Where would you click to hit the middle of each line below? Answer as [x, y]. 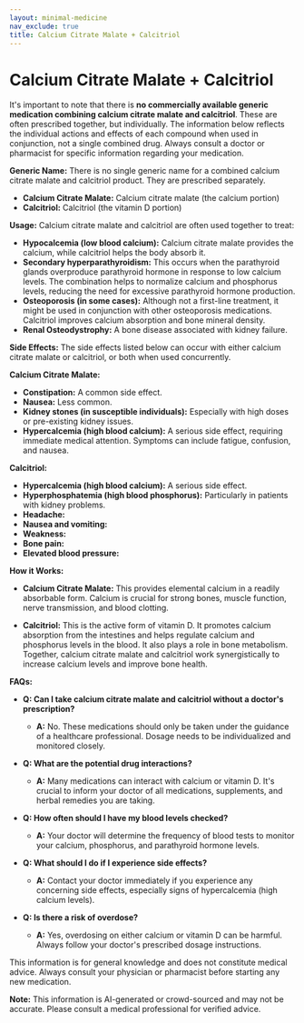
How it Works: [37, 571]
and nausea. [46, 450]
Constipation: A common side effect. [93, 393]
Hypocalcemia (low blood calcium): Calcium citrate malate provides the [158, 243]
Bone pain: [44, 544]
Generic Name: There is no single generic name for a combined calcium [145, 171]
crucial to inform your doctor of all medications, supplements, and [159, 791]
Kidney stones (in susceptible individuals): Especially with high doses [155, 412]
